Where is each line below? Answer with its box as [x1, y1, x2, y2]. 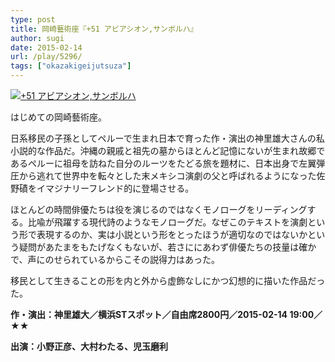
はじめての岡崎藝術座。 [10, 111, 107, 123]
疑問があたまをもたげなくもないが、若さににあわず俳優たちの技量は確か [18, 241, 317, 253]
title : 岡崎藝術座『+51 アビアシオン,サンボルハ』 [10, 24, 198, 34]
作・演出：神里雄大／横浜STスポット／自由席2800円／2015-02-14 [10, 309, 288, 320]
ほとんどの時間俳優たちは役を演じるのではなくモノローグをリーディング [10, 204, 308, 215]
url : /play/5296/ [10, 52, 83, 62]
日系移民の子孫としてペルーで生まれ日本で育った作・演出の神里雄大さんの [10, 132, 317, 144]
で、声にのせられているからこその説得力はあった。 [10, 254, 221, 265]
